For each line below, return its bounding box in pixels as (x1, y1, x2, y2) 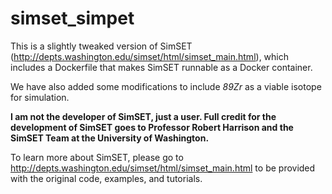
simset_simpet (10, 7, 135, 30)
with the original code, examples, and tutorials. (10, 172, 203, 184)
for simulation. (10, 91, 70, 103)
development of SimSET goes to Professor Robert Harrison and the (10, 121, 294, 133)
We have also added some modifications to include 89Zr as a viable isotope (10, 80, 322, 92)
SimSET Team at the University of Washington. (10, 132, 210, 144)
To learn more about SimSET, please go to (10, 151, 184, 163)
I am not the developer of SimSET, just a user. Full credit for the (10, 110, 277, 122)
